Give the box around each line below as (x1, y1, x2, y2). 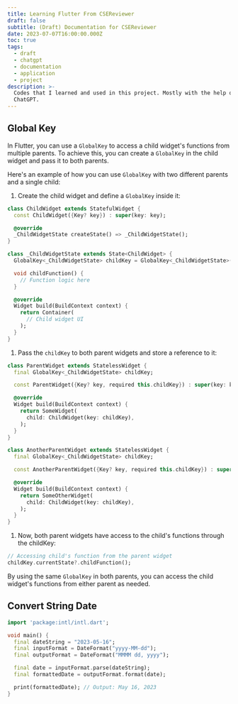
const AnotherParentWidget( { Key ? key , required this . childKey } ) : (13, 466, 214, 473)
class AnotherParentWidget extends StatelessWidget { (7, 446, 170, 454)
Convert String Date (7, 600, 97, 612)
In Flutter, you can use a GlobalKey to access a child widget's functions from (7, 141, 230, 150)
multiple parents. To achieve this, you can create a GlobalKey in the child (7, 148, 218, 157)
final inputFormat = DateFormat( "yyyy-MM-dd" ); (13, 645, 157, 652)
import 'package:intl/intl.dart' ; (7, 619, 110, 626)
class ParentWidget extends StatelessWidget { (7, 362, 147, 369)
